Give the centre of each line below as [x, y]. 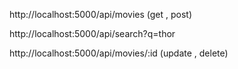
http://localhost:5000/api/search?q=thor [92, 33]
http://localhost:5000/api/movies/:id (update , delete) [119, 53]
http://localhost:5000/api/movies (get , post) [101, 14]
